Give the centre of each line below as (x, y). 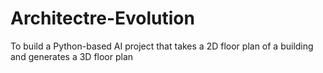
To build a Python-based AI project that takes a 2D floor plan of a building (162, 46)
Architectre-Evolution (102, 18)
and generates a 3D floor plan (72, 56)
